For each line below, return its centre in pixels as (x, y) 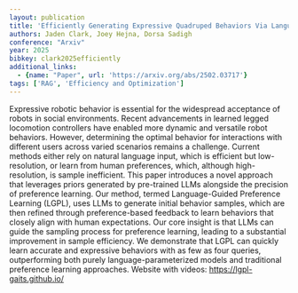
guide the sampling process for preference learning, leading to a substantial (148, 231)
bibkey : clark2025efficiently (65, 59)
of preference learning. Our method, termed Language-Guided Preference (145, 194)
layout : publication (47, 17)
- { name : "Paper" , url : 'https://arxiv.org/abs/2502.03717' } (133, 75)
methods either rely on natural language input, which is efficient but (133, 155)
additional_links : (43, 67)
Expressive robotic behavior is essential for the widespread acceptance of (145, 108)
